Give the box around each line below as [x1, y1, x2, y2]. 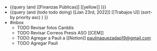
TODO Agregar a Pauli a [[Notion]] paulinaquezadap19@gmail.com [17, 35, 151, 41]
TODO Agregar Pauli [17, 40, 58, 46]
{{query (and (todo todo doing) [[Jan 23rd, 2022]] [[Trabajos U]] [9, 9, 140, 15]
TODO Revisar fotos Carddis [17, 25, 74, 31]
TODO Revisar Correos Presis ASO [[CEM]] [17, 30, 104, 35]
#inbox [9, 19, 24, 25]
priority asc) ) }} [16, 15, 48, 20]
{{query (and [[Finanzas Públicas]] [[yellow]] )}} [9, 4, 107, 10]
